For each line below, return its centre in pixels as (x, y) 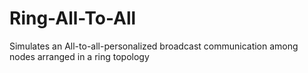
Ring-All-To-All (73, 18)
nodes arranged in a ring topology (79, 56)
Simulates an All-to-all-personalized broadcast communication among (154, 46)
